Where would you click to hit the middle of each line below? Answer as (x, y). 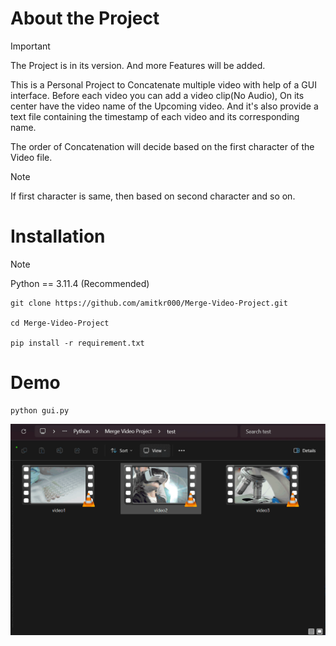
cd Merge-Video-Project (60, 323)
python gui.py (40, 410)
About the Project (85, 18)
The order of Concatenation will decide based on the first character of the (162, 146)
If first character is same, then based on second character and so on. (153, 196)
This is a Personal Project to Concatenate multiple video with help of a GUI (163, 84)
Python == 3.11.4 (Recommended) (80, 283)
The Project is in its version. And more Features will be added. (138, 65)
